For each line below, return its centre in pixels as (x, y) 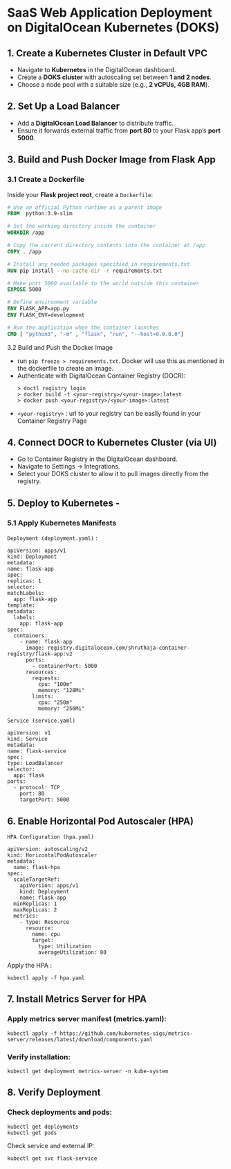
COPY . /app (24, 251)
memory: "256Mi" (61, 709)
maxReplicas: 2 (35, 910)
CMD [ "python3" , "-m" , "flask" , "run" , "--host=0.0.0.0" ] (96, 334)
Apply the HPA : (29, 965)
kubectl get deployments (43, 1127)
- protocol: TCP (37, 788)
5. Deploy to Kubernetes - (64, 503)
